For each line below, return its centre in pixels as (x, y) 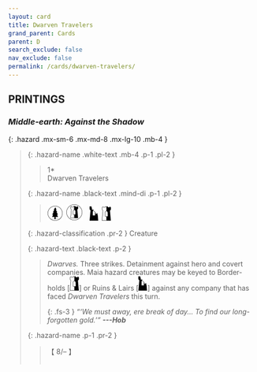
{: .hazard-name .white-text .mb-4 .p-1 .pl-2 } (101, 154)
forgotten (62, 320)
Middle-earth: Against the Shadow (76, 122)
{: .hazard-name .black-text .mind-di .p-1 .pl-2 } (105, 193)
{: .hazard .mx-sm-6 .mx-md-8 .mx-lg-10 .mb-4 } (88, 139)
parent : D (24, 42)
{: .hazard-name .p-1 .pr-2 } (72, 335)
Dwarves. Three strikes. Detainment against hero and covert (145, 263)
